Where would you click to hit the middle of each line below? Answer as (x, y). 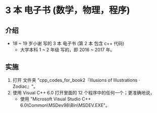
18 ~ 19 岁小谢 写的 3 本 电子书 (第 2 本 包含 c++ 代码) (68, 43)
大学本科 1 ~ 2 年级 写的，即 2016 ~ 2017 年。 (67, 50)
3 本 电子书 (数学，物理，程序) (68, 10)
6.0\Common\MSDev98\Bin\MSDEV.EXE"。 (65, 105)
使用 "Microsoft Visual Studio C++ (56, 99)
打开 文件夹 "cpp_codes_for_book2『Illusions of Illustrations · (76, 80)
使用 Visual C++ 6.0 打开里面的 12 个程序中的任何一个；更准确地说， (84, 92)
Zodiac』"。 (25, 86)
